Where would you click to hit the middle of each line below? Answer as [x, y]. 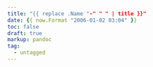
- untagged [30, 53]
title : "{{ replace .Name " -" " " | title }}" [77, 14]
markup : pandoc [30, 40]
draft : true [25, 33]
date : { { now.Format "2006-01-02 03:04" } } [72, 20]
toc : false [23, 27]
